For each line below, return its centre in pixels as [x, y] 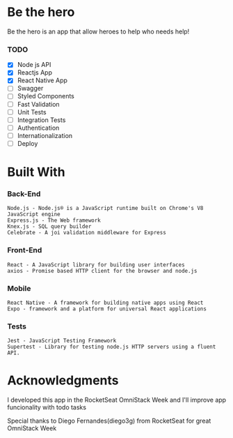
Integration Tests [41, 120]
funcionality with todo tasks [47, 407]
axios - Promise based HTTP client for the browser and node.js [102, 271]
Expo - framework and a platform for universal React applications [107, 309]
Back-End [24, 194]
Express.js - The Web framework [54, 220]
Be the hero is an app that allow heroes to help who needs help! [98, 31]
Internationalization [45, 135]
